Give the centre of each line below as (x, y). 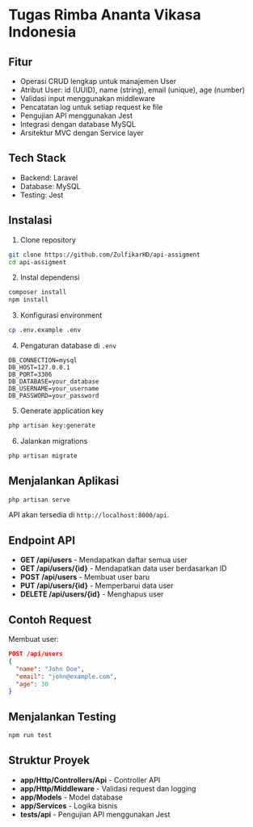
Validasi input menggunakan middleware (88, 98)
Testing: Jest (42, 195)
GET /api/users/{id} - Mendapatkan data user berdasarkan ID (124, 568)
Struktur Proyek (49, 760)
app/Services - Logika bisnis (69, 805)
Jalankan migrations (54, 441)
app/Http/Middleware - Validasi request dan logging (108, 788)
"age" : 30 (32, 684)
